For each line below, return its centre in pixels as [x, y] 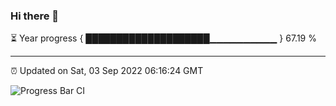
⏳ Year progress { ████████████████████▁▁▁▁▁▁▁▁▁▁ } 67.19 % [163, 38]
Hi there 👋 [35, 16]
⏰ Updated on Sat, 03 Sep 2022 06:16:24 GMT [107, 71]
